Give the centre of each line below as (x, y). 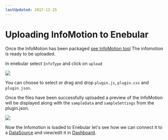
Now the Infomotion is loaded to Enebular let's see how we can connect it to (84, 127)
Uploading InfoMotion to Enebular (77, 34)
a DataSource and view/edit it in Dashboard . (51, 132)
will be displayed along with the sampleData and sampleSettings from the (80, 102)
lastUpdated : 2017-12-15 (31, 10)
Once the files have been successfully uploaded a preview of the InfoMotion (84, 97)
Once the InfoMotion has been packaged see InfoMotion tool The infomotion (84, 48)
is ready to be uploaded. (30, 53)
